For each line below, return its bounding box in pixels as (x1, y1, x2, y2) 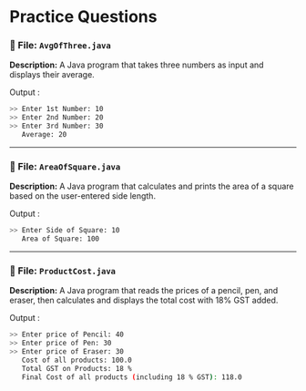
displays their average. (9, 69, 96, 80)
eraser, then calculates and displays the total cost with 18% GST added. (9, 294, 279, 306)
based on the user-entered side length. (9, 190, 157, 201)
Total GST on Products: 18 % (21, 364, 132, 373)
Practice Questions (9, 6, 158, 27)
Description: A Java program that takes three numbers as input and (9, 59, 264, 70)
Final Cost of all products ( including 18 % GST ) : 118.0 (21, 372, 243, 382)
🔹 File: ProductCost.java (9, 264, 117, 277)
